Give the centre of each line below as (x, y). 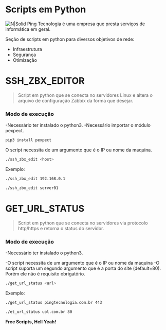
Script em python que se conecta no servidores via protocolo (83, 223)
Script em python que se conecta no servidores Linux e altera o (85, 95)
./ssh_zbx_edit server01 (32, 188)
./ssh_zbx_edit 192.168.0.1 (35, 179)
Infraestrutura (27, 49)
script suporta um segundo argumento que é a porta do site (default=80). (83, 268)
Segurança (24, 55)
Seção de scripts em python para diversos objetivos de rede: (70, 39)
